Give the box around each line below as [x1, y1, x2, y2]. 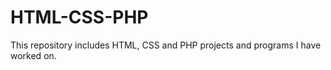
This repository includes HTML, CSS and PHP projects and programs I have [10, 39, 322, 51]
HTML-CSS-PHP [10, 6, 149, 29]
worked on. [10, 49, 57, 61]
